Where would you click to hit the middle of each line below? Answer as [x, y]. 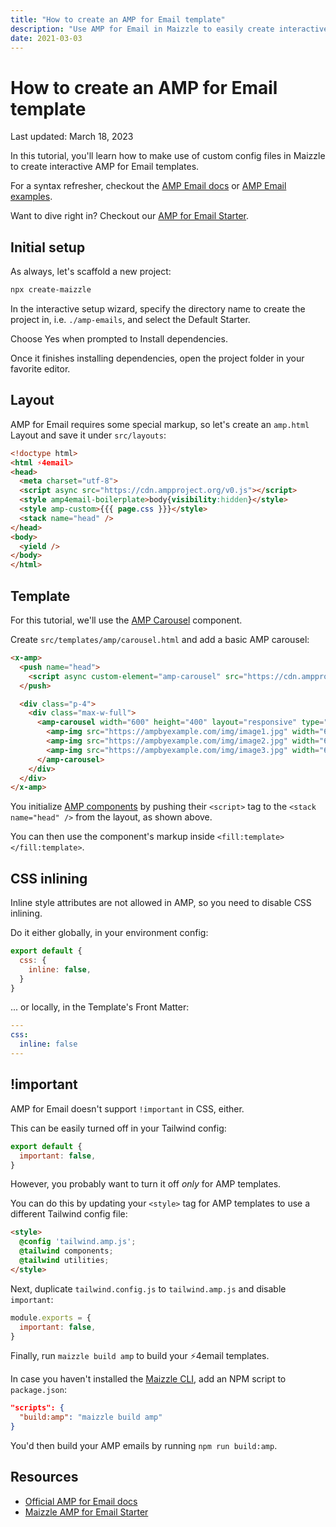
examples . [31, 197]
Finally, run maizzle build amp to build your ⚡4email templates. [140, 1356]
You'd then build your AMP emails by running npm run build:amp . [144, 1445]
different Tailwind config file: [69, 1214]
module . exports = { [51, 1317]
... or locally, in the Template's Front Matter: [100, 1007]
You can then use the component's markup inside [112, 837]
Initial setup [48, 247]
